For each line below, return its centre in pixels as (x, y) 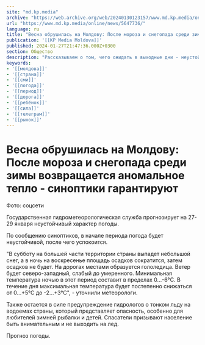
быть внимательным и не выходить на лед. (63, 324)
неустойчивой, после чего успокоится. (57, 242)
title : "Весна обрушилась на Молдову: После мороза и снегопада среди (98, 35)
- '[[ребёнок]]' (27, 102)
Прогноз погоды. (28, 336)
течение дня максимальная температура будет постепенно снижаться (99, 286)
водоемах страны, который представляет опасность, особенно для (95, 311)
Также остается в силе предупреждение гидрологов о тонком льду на (99, 305)
